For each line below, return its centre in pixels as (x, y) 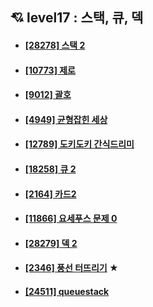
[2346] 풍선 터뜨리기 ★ (71, 268)
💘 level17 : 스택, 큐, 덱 (77, 18)
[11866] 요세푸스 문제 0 (71, 219)
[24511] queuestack (67, 291)
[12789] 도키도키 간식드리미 (79, 144)
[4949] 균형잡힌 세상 (66, 119)
